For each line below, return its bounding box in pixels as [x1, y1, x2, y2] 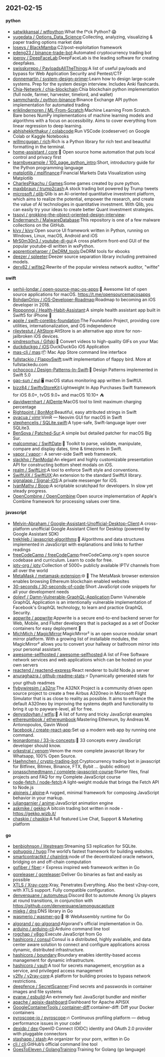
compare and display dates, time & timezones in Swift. [12, 445, 122, 452]
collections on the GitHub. [12, 222, 66, 228]
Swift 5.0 [12, 372, 31, 378]
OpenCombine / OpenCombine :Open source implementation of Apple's [12, 493, 157, 499]
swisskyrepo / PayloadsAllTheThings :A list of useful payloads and [12, 65, 146, 71]
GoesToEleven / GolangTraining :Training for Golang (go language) [12, 1047, 146, 1053]
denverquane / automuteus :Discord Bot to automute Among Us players [12, 893, 156, 899]
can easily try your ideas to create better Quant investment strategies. [12, 206, 154, 212]
